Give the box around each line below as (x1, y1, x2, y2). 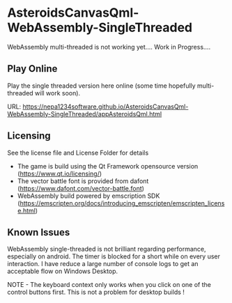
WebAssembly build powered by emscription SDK (17, 192, 160, 200)
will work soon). (34, 88, 81, 97)
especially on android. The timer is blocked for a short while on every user (7, 252, 221, 261)
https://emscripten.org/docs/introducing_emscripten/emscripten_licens (20, 199, 225, 207)
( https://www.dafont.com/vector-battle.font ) (17, 184, 145, 192)
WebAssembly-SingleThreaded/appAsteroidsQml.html (7, 109, 162, 118)
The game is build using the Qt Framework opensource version (17, 162, 199, 170)
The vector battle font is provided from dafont (17, 176, 149, 185)
